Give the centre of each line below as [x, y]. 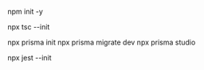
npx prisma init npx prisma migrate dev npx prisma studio [102, 42]
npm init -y [25, 12]
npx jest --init [30, 58]
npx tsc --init [29, 27]
